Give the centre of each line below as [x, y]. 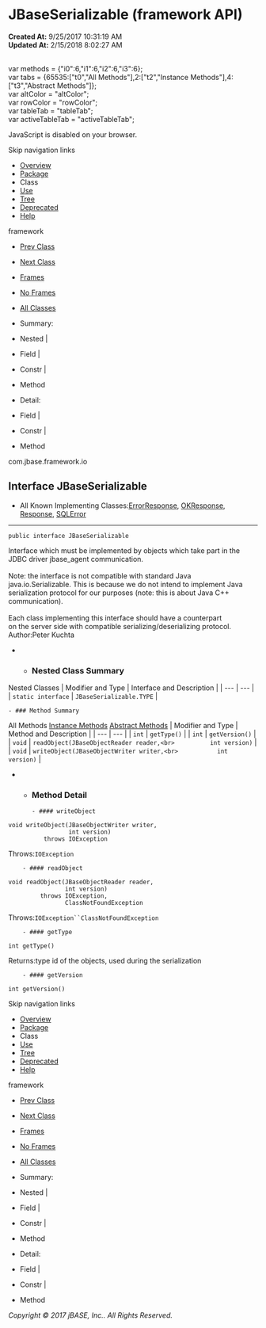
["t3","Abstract [32, 86]
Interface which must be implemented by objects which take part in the [124, 550]
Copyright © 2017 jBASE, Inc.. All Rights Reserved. [90, 1315]
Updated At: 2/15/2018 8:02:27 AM [65, 44]
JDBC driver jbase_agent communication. [76, 559]
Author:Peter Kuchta [42, 635]
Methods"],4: [211, 77]
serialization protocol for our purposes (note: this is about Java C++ [119, 593]
